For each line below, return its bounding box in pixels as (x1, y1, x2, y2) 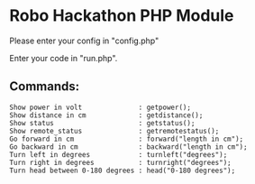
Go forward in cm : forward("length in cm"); (9, 134, 244, 143)
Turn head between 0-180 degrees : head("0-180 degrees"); (9, 166, 236, 175)
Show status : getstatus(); (9, 118, 196, 127)
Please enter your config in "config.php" (9, 35, 159, 46)
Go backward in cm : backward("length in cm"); (9, 142, 248, 152)
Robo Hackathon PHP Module (9, 5, 234, 26)
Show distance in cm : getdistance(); (9, 110, 204, 120)
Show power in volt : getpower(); (9, 103, 192, 112)
